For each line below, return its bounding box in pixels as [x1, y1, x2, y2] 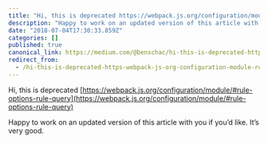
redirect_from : [8, 56, 59, 64]
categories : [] [8, 33, 59, 42]
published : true [8, 41, 62, 49]
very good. [8, 126, 45, 135]
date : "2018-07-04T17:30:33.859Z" [8, 26, 124, 34]
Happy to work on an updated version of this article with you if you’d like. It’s [8, 117, 259, 127]
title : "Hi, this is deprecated [8, 11, 116, 20]
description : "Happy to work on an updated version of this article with [8, 19, 259, 27]
